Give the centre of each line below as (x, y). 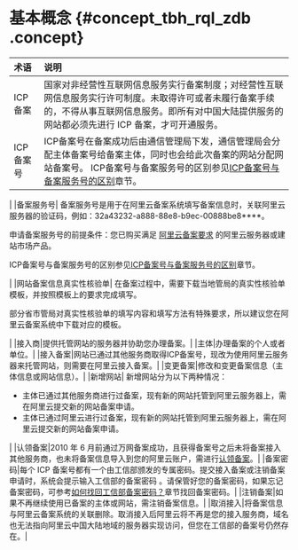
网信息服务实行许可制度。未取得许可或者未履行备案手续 (159, 98)
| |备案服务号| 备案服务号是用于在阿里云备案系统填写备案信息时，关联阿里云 (147, 204)
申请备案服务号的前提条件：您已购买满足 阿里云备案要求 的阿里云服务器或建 (147, 234)
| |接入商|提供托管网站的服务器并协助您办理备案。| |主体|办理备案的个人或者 (147, 343)
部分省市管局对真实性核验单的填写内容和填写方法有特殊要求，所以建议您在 (145, 313)
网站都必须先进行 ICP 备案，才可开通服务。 (133, 124)
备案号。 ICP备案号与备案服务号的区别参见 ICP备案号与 (166, 168)
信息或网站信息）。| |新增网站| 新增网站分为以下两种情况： (122, 376)
